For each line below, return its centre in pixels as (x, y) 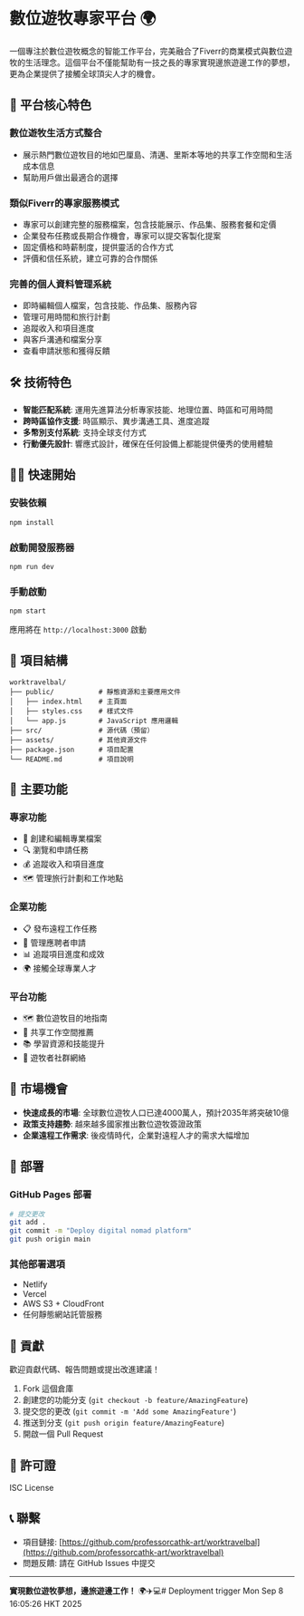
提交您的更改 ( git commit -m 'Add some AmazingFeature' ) (129, 1411)
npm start (28, 611)
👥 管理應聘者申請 (54, 943)
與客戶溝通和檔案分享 (62, 340)
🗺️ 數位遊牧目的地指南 (65, 1018)
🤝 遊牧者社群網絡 (54, 1058)
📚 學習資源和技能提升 (64, 1044)
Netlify (35, 1284)
